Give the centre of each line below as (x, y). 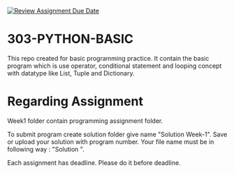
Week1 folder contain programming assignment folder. (85, 121)
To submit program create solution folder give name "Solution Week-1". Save (117, 134)
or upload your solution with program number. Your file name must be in (111, 142)
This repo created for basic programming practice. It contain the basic (108, 58)
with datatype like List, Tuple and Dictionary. (71, 73)
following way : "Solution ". (46, 149)
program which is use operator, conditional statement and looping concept (115, 66)
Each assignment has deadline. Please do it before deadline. (94, 162)
